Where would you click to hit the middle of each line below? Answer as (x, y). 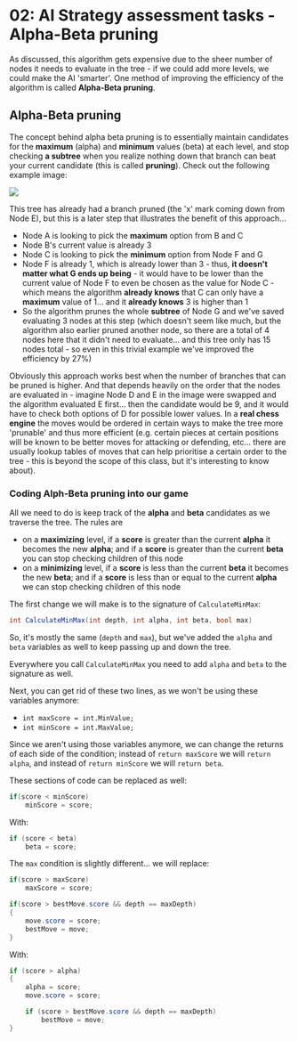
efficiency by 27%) (56, 358)
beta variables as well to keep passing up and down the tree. (120, 647)
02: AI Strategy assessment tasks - (142, 16)
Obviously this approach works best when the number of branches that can (148, 376)
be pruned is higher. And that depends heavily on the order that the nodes (145, 385)
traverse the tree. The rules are (66, 523)
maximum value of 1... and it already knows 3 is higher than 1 (135, 301)
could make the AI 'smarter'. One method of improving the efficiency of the (147, 77)
